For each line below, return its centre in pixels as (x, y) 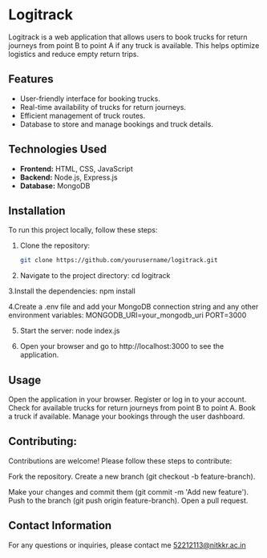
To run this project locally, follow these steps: (83, 230)
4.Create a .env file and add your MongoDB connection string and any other (133, 307)
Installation (37, 210)
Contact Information (60, 526)
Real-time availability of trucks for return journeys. (103, 107)
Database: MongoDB (55, 185)
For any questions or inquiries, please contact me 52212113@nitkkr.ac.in (127, 545)
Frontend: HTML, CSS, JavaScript (77, 168)
